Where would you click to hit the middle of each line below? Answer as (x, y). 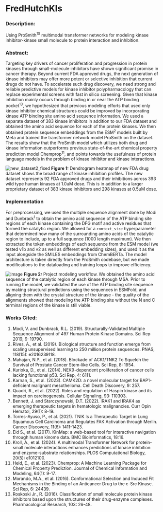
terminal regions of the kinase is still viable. (49, 305)
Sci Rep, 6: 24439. (31, 489)
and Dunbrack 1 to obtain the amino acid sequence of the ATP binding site (79, 218)
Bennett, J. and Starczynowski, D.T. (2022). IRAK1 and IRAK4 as (76, 401)
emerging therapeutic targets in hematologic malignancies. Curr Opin (81, 406)
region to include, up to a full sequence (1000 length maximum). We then (78, 239)
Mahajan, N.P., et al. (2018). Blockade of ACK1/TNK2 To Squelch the (81, 359)
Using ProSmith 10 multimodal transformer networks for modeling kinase (77, 35)
